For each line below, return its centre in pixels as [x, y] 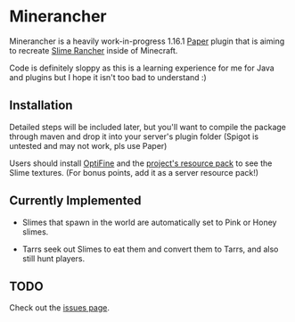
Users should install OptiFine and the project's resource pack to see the [141, 163]
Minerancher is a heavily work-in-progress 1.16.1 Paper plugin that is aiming [147, 41]
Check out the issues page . [59, 308]
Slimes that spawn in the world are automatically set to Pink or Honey [149, 222]
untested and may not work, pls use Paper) [88, 145]
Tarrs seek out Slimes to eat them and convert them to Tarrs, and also [150, 249]
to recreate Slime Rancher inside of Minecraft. [94, 50]
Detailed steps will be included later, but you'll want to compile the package [148, 127]
